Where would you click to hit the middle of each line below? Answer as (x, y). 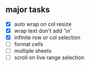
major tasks (28, 10)
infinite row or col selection (47, 37)
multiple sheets (33, 51)
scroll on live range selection (49, 58)
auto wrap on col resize (43, 24)
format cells (29, 44)
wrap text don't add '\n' (43, 31)
